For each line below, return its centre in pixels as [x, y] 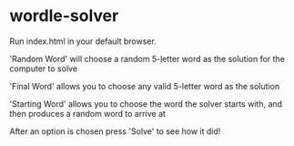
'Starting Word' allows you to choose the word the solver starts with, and [146, 104]
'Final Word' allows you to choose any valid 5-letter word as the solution [145, 86]
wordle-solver [64, 16]
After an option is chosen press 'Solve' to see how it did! [115, 131]
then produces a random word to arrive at [88, 113]
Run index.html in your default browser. [83, 41]
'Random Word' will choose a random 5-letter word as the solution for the [147, 58]
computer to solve [44, 68]
